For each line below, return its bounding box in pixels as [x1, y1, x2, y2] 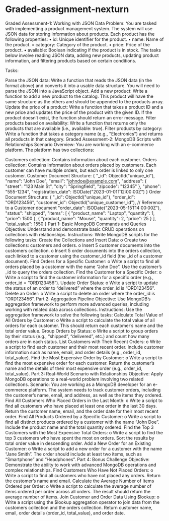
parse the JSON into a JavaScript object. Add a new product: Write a [5, 88, 147, 94]
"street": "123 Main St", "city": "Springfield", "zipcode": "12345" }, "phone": [5, 183, 161, 189]
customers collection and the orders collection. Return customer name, [5, 504, 152, 510]
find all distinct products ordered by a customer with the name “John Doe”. [5, 419, 159, 425]
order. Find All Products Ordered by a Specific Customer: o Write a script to [5, 413, 161, 419]
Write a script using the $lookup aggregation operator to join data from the [5, 499, 160, 505]
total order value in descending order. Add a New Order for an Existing [5, 440, 151, 446]
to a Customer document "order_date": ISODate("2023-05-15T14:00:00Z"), [5, 205, 161, 211]
